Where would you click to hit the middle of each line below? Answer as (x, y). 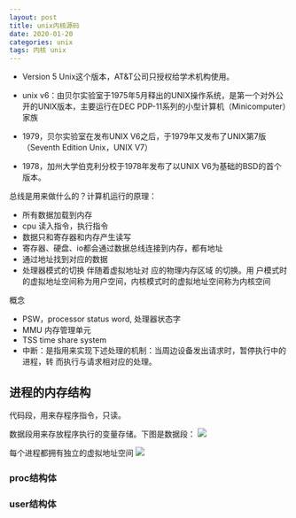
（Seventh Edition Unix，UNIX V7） (87, 148)
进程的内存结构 (50, 392)
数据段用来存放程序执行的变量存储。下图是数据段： (102, 434)
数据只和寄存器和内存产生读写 (76, 237)
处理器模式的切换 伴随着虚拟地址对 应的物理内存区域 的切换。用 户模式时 (155, 270)
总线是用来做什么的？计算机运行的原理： (83, 197)
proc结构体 (33, 477)
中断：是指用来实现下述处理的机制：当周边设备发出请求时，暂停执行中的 (154, 351)
